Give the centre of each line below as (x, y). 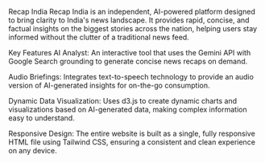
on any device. (33, 151)
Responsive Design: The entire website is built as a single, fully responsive (132, 133)
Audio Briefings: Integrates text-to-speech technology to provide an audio (131, 77)
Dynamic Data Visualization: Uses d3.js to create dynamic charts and (123, 101)
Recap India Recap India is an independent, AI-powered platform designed (132, 12)
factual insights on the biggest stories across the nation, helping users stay (133, 29)
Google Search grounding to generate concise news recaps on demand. (128, 61)
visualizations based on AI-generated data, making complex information (128, 109)
